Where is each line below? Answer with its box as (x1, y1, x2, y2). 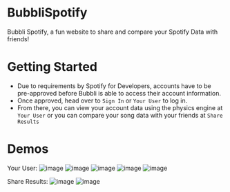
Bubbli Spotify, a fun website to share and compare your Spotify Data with (7, 28, 218, 36)
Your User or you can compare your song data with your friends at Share (17, 111, 223, 119)
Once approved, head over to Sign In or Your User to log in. (17, 96, 188, 105)
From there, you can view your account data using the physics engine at (17, 103, 223, 111)
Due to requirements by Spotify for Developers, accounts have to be (17, 81, 212, 90)
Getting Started (7, 59, 98, 75)
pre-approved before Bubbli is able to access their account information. (17, 89, 221, 97)
